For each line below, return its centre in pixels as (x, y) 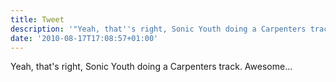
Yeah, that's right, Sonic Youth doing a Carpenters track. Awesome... (151, 67)
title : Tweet (37, 19)
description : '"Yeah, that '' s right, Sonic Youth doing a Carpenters (158, 29)
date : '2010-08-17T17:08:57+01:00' (84, 38)
